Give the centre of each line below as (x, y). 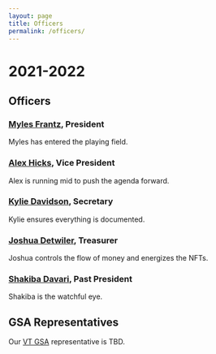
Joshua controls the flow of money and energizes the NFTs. (108, 258)
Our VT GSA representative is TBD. (67, 342)
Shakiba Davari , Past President (70, 279)
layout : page (30, 16)
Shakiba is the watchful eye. (56, 296)
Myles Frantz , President (56, 124)
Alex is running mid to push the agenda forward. (89, 180)
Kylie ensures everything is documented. (77, 219)
